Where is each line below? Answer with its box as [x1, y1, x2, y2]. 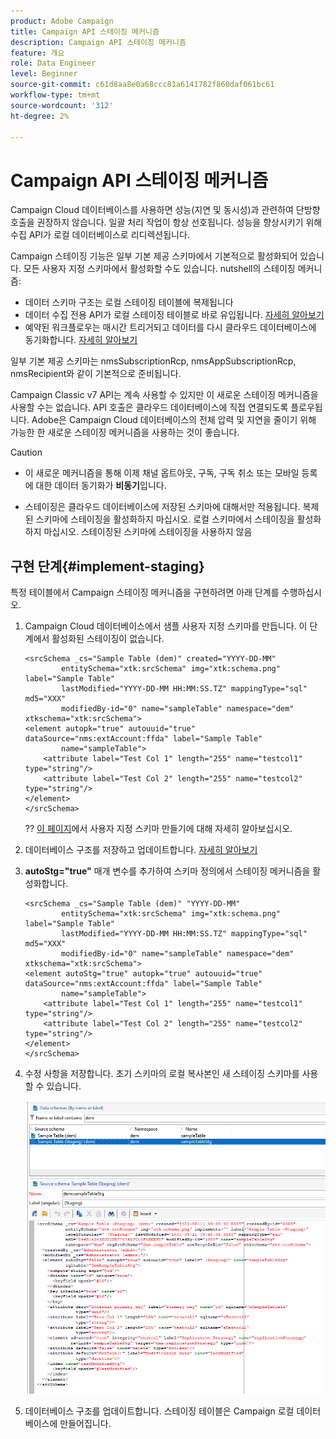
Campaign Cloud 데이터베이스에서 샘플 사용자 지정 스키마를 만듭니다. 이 [24, 620, 308, 632]
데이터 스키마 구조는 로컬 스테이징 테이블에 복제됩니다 [24, 296, 234, 309]
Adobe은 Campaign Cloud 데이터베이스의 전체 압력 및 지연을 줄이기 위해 [31, 414, 317, 426]
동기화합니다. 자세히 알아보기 [24, 334, 138, 346]
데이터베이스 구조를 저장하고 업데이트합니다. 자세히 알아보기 [24, 844, 258, 856]
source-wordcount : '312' [10, 100, 114, 110]
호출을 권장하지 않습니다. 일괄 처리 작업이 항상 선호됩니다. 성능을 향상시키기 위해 [10, 216, 323, 229]
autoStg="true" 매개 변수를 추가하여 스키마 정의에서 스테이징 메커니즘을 [24, 865, 311, 877]
